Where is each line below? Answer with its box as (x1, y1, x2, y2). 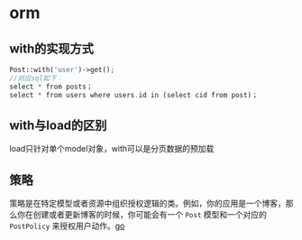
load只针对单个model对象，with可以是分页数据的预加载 (9, 143, 215, 154)
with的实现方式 (9, 41, 95, 56)
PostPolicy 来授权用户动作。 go (9, 220, 125, 232)
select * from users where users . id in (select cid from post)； (9, 90, 259, 99)
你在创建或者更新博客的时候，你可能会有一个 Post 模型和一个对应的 (16, 209, 268, 220)
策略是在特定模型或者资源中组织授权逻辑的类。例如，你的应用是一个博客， (9, 198, 286, 209)
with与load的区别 (9, 117, 107, 133)
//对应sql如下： (9, 73, 64, 83)
